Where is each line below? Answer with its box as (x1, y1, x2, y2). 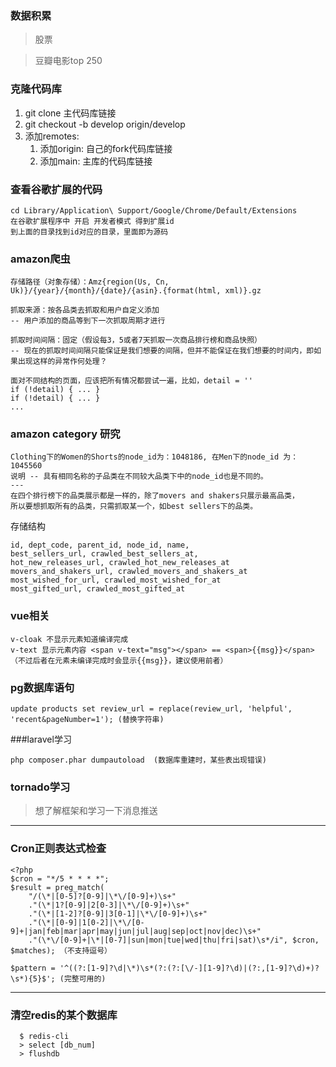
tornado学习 (10, 780, 71, 794)
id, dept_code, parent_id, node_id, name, (10, 540, 190, 551)
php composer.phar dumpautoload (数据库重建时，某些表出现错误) (10, 755, 267, 766)
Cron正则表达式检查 (10, 842, 107, 856)
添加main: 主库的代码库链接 (39, 155, 153, 167)
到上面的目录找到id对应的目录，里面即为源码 (10, 227, 169, 237)
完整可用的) (63, 973, 107, 984)
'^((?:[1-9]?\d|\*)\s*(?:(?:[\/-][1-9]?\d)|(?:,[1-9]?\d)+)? (59, 963, 320, 973)
